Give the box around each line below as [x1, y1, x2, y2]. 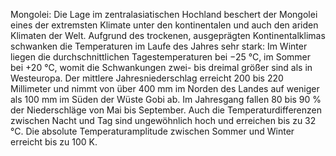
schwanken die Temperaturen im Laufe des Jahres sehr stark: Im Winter [10, 40, 308, 52]
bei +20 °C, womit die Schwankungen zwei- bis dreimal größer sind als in [10, 62, 313, 73]
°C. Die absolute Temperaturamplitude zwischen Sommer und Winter [10, 125, 295, 137]
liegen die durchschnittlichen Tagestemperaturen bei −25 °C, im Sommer [10, 51, 312, 63]
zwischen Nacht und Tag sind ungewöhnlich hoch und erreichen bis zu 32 [10, 115, 317, 126]
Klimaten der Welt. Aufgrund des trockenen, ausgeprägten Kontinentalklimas [10, 30, 326, 41]
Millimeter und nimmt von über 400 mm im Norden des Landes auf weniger [10, 83, 320, 94]
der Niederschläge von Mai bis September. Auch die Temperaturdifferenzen [10, 104, 322, 116]
